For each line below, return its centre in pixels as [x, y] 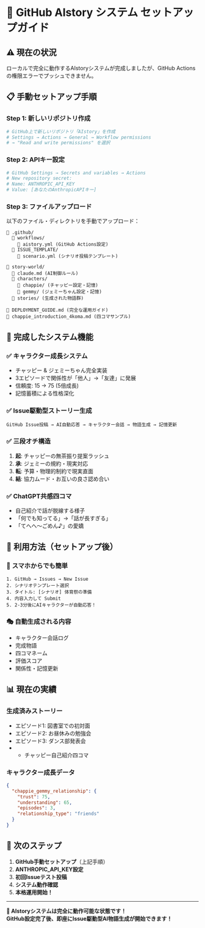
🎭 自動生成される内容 [39, 621]
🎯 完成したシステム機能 [50, 337]
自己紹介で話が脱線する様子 [50, 510]
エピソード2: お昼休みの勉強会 [53, 733]
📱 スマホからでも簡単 [37, 566]
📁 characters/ [30, 279]
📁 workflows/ [28, 238]
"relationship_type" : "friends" [58, 814]
